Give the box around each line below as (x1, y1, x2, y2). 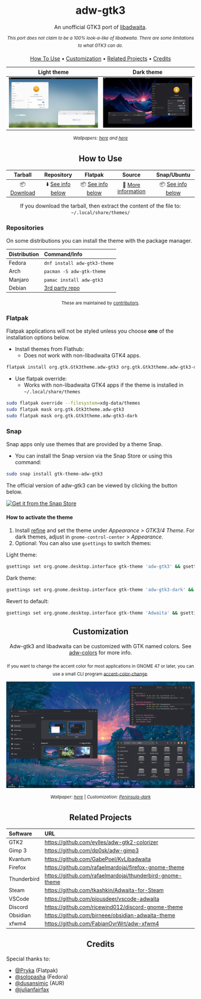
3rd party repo (44, 284, 80, 291)
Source (122, 171, 141, 179)
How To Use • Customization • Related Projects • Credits (29, 55, 172, 62)
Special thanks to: (6, 955, 51, 962)
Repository (44, 171, 73, 179)
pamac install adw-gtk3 (44, 277, 103, 283)
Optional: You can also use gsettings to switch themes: (14, 540, 151, 547)
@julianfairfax (14, 986, 50, 993)
